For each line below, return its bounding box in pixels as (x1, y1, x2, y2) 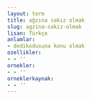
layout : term (7, 10, 45, 17)
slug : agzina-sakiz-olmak (7, 23, 82, 30)
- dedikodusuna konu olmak (7, 43, 85, 49)
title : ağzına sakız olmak (7, 17, 85, 24)
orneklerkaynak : (7, 75, 54, 82)
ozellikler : (7, 49, 42, 56)
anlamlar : (7, 36, 36, 43)
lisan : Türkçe (7, 29, 48, 37)
